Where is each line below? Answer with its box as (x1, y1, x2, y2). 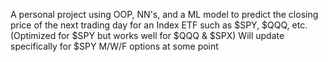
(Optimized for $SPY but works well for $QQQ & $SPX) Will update (10, 30, 285, 41)
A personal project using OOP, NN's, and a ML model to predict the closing (10, 9, 319, 20)
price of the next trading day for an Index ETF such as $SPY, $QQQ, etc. (10, 19, 308, 31)
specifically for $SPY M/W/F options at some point (10, 40, 219, 52)
